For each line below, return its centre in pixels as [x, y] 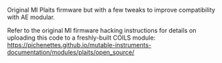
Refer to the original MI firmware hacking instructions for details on [102, 30]
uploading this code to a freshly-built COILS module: [81, 38]
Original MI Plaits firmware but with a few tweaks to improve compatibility [111, 10]
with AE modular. [31, 17]
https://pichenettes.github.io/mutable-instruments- [79, 45]
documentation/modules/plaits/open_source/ [71, 52]
